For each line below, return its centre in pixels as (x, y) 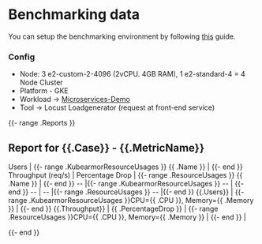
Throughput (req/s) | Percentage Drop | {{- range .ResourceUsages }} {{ (125, 175)
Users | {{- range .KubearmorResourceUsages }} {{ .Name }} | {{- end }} (125, 167)
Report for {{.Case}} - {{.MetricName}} (107, 148)
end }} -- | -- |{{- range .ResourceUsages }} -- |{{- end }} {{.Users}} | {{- (126, 192)
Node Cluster (41, 83)
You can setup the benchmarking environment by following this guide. (122, 36)
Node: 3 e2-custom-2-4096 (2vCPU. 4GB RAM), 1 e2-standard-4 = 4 (133, 74)
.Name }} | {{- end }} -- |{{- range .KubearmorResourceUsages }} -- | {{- (126, 184)
